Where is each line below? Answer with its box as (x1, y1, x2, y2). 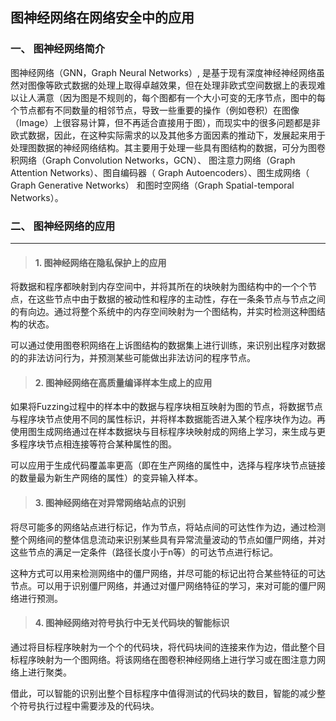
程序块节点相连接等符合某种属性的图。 (18, 438, 177, 450)
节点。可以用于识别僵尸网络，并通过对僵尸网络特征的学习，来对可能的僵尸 (10, 579, 317, 592)
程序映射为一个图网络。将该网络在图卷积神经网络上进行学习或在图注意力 (18, 653, 317, 665)
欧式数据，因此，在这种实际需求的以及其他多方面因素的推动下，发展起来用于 (10, 129, 326, 141)
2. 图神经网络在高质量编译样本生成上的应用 (34, 376, 213, 388)
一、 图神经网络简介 (10, 42, 106, 56)
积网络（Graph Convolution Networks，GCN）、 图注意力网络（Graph (10, 154, 296, 166)
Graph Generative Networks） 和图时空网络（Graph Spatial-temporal (10, 179, 295, 191)
